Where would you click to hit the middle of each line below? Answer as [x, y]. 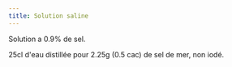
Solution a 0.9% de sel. [47, 39]
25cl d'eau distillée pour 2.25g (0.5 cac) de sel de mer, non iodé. [116, 54]
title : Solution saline [49, 16]
